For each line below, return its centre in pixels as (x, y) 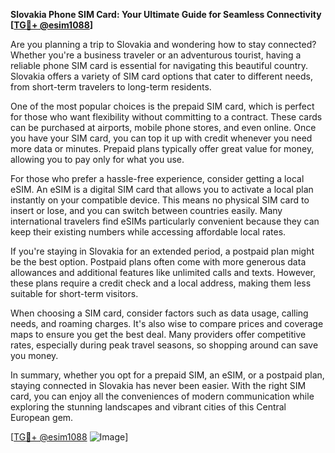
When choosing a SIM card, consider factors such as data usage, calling (159, 313)
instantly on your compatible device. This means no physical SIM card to (160, 200)
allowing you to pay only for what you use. (97, 159)
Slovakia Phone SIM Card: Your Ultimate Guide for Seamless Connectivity (166, 14)
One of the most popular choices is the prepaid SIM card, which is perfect (162, 106)
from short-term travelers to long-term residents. (111, 87)
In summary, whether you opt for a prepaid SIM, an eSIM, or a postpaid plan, (167, 375)
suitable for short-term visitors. (74, 293)
